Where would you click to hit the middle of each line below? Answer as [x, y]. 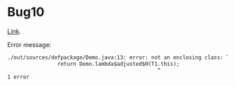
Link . [14, 31]
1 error [19, 77]
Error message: [29, 44]
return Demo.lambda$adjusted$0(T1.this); [118, 64]
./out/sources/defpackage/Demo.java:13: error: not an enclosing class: [115, 57]
